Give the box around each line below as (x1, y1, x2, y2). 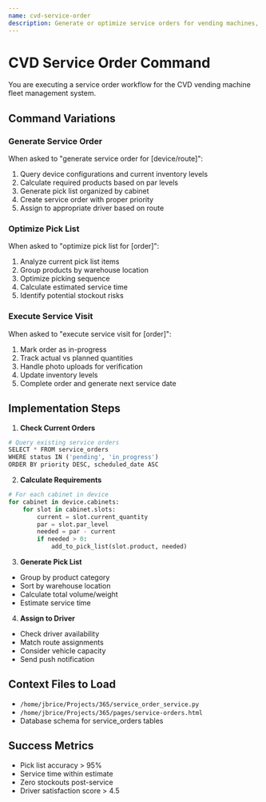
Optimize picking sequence (19, 273, 110, 284)
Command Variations (8, 111, 116, 125)
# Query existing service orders (8, 438, 120, 446)
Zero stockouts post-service (19, 777, 113, 787)
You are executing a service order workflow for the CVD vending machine (8, 80, 252, 90)
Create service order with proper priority (19, 195, 154, 205)
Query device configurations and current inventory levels (19, 170, 208, 179)
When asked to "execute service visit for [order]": (8, 329, 172, 338)
